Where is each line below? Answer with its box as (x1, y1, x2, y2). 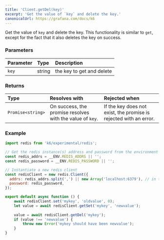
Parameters (5, 47, 33, 54)
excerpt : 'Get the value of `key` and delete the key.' (5, 12, 121, 17)
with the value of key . (49, 115, 99, 122)
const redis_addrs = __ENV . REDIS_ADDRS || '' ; (5, 154, 102, 159)
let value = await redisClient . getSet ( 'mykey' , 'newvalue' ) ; (14, 203, 141, 208)
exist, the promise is (104, 109, 150, 116)
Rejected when (104, 94, 140, 101)
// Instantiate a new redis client (5, 167, 78, 172)
